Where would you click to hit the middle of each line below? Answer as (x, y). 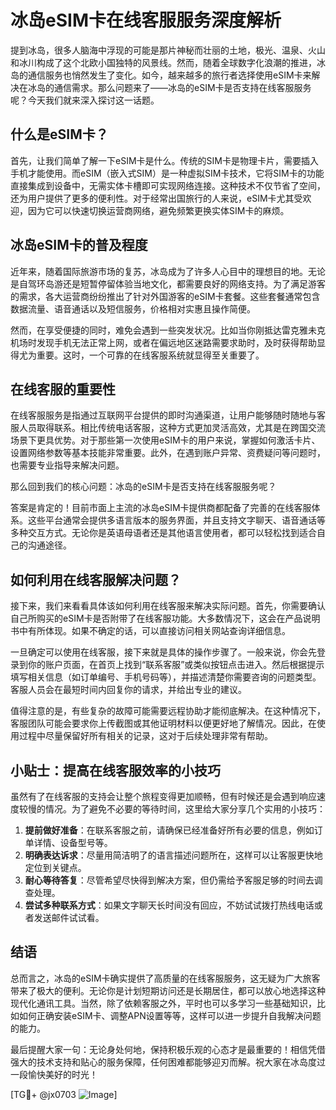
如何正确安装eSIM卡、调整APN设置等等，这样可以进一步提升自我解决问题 (170, 1015)
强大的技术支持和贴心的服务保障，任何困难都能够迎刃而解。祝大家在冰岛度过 (168, 1062)
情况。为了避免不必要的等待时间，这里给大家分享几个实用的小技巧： (185, 809)
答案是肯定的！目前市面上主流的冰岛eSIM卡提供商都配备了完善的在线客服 (161, 508)
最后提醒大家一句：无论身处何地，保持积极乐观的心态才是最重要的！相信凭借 (168, 1049)
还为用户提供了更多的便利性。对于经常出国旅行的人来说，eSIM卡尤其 (152, 198)
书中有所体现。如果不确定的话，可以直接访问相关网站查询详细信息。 (150, 631)
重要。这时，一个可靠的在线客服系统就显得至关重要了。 (150, 355)
